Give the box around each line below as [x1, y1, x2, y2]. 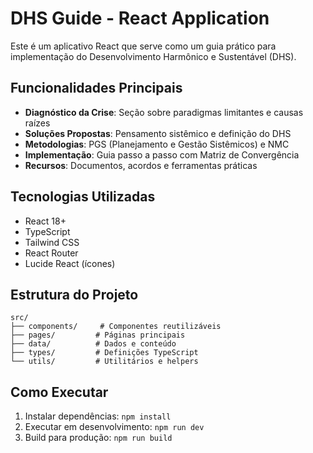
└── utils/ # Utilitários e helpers [10, 357, 199, 367]
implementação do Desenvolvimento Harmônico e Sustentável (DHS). [10, 50, 297, 62]
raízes [24, 117, 51, 129]
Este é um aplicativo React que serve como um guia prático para [10, 40, 277, 52]
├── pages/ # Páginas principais [10, 330, 186, 341]
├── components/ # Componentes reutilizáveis [10, 322, 222, 332]
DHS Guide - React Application [10, 7, 270, 30]
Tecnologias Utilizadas [10, 188, 156, 206]
